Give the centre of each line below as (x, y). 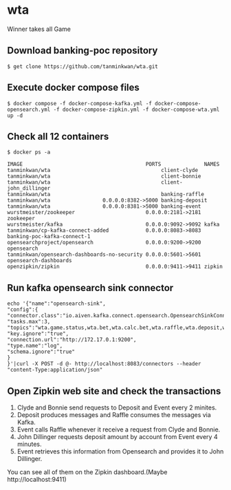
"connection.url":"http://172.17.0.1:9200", (72, 340)
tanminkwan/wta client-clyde (102, 171)
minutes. (30, 444)
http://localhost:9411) (37, 479)
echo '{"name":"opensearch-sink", (57, 304)
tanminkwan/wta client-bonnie (104, 177)
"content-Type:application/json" (55, 370)
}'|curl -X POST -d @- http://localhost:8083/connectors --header (104, 364)
